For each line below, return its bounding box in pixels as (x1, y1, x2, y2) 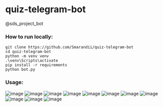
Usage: (5, 79, 24, 86)
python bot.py (5, 67, 36, 72)
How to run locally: (5, 33, 53, 40)
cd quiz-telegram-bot (5, 49, 52, 55)
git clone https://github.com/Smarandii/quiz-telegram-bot (5, 45, 134, 50)
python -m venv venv (5, 53, 50, 59)
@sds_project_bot (5, 20, 43, 26)
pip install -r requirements (5, 63, 67, 68)
